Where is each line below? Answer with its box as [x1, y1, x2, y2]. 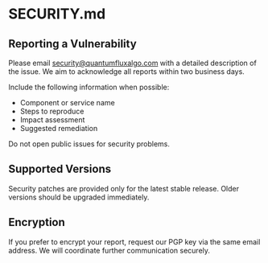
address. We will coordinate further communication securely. [8, 245, 211, 255]
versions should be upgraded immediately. [8, 192, 150, 202]
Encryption [8, 216, 66, 229]
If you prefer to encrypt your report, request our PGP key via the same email [8, 236, 261, 246]
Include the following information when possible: [8, 82, 170, 92]
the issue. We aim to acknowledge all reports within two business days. [8, 67, 245, 76]
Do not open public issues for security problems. [8, 139, 171, 149]
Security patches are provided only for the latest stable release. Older [8, 183, 240, 193]
